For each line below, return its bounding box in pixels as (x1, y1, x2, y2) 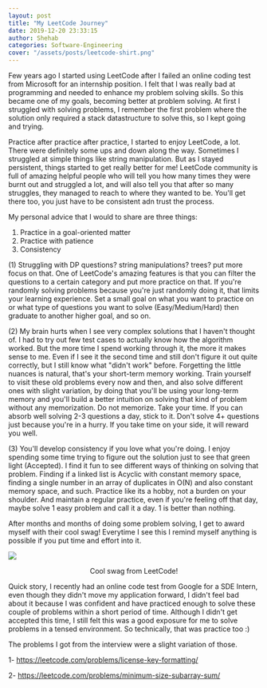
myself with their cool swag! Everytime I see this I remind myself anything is (8, 527, 257, 536)
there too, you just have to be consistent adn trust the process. (8, 197, 215, 206)
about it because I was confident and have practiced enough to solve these (8, 599, 256, 608)
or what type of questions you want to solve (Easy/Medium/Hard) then (8, 303, 239, 312)
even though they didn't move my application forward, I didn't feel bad (8, 591, 239, 599)
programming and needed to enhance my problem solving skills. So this (8, 88, 244, 97)
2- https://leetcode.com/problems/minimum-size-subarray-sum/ (8, 670, 221, 680)
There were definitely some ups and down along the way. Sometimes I (8, 145, 239, 155)
